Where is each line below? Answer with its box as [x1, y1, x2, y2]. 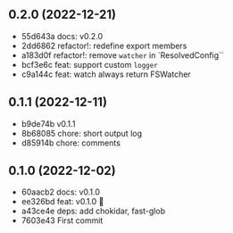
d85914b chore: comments [21, 137, 121, 148]
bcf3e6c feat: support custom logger [21, 59, 158, 70]
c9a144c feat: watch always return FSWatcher [21, 69, 191, 79]
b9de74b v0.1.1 [21, 118, 76, 129]
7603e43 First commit [21, 215, 104, 226]
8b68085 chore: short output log [21, 128, 143, 138]
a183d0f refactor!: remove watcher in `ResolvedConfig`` [21, 49, 224, 61]
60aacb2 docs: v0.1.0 [21, 187, 100, 197]
